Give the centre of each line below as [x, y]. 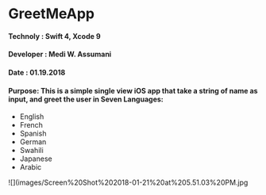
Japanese [36, 159]
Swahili [31, 151]
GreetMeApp [52, 14]
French [31, 125]
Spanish [33, 134]
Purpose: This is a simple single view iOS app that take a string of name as [133, 90]
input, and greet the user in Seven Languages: [86, 99]
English [32, 117]
